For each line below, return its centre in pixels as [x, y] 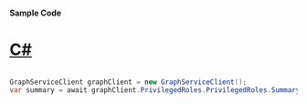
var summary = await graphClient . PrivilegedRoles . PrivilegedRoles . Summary [155, 90]
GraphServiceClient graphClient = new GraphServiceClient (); [128, 82]
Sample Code [36, 13]
